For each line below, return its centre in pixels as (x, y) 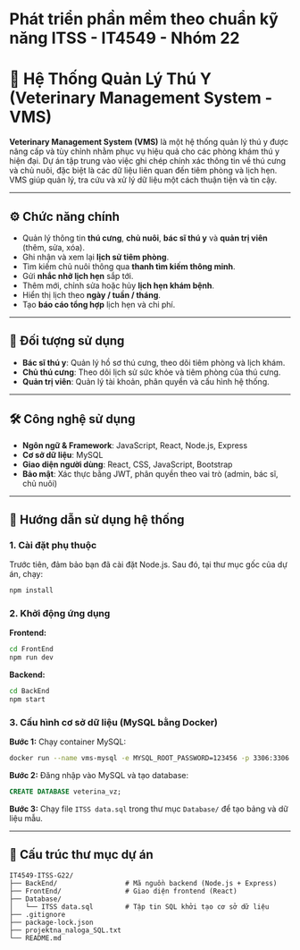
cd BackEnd (29, 691)
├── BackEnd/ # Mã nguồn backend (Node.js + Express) (143, 883)
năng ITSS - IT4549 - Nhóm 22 (125, 38)
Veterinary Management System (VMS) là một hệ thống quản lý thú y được (149, 142)
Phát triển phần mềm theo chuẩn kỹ (144, 19)
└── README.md (36, 938)
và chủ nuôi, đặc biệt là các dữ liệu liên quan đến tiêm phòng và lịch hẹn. (143, 171)
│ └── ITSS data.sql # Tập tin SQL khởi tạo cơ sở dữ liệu (139, 907)
